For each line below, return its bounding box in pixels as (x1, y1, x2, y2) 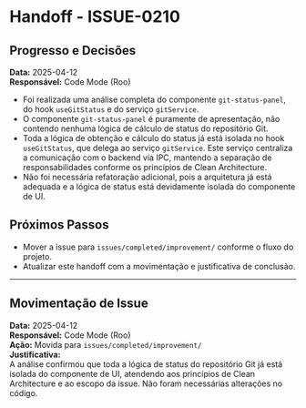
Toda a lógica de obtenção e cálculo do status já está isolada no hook (22, 133, 285, 143)
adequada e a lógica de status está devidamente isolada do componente (22, 181, 296, 192)
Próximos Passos (9, 217, 109, 233)
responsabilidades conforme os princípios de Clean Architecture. (22, 162, 267, 172)
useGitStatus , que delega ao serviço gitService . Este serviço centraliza (22, 143, 293, 153)
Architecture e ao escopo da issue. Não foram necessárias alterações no (9, 378, 283, 389)
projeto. (22, 250, 53, 261)
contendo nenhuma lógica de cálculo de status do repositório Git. (22, 123, 269, 134)
